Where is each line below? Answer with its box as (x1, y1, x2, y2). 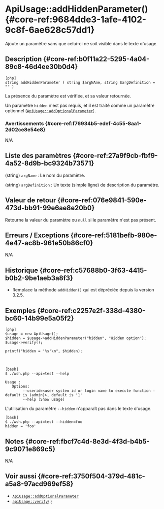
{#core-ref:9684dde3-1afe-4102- (5, 14, 147, 25)
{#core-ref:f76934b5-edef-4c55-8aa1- (45, 120, 141, 127)
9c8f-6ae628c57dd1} (5, 25, 95, 35)
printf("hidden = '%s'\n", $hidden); (5, 349, 83, 354)
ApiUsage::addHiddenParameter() (5, 3, 148, 15)
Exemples (5, 306, 36, 315)
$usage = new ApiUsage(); (5, 331, 58, 337)
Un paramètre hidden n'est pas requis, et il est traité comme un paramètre (5, 102, 155, 108)
